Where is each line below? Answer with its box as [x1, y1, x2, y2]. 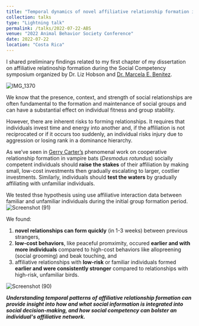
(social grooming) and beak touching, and [14, 252, 117, 259]
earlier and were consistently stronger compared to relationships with [14, 265, 188, 272]
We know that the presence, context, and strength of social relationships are [6, 93, 192, 101]
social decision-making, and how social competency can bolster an [6, 306, 177, 314]
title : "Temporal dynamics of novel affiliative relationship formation [6, 8, 190, 15]
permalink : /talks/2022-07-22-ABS [6, 25, 92, 31]
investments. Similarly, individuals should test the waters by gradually [6, 173, 177, 181]
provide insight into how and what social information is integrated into [6, 300, 184, 308]
